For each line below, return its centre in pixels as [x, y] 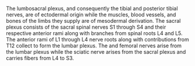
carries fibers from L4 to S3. [40, 58]
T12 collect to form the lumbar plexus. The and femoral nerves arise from [94, 46]
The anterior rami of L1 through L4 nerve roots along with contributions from [98, 39]
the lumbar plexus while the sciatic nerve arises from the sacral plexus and [96, 52]
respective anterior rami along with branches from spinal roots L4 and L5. [94, 33]
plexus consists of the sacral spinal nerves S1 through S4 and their [86, 27]
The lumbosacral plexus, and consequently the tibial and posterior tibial [92, 8]
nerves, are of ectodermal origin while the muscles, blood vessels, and [91, 15]
